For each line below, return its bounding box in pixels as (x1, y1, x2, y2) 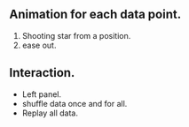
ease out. (21, 40, 57, 50)
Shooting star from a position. (21, 30, 131, 41)
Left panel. (21, 88, 62, 100)
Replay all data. (21, 108, 78, 118)
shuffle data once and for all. (21, 98, 128, 108)
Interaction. (9, 65, 75, 80)
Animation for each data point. (9, 7, 182, 22)
